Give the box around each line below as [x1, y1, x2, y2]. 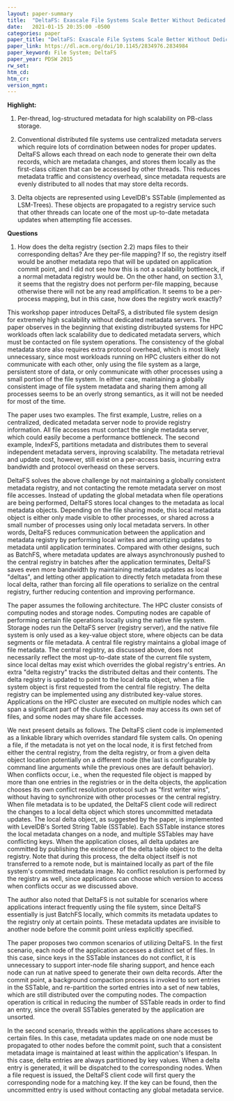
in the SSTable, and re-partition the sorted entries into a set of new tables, [7, 983, 220, 992]
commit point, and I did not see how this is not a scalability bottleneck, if [17, 265, 225, 273]
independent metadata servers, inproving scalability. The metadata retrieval [7, 448, 224, 456]
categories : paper [7, 29, 61, 37]
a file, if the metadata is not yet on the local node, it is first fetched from [7, 741, 212, 750]
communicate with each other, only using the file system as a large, [7, 360, 201, 369]
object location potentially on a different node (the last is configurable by [7, 756, 216, 764]
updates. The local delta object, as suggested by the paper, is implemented [7, 815, 224, 824]
